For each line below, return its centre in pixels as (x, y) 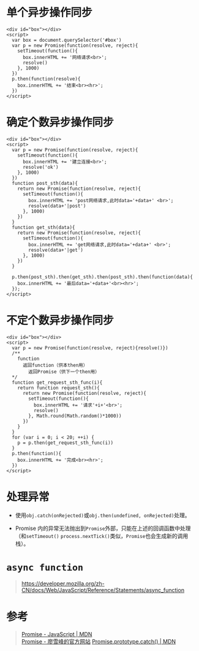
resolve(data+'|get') (56, 250)
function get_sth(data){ (43, 227)
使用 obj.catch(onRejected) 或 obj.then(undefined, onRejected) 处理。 (103, 515)
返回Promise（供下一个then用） (64, 372)
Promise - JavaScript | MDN (57, 634)
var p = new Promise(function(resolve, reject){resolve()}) (90, 348)
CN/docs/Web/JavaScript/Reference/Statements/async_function (103, 590)
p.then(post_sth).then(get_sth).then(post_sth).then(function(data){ (102, 277)
